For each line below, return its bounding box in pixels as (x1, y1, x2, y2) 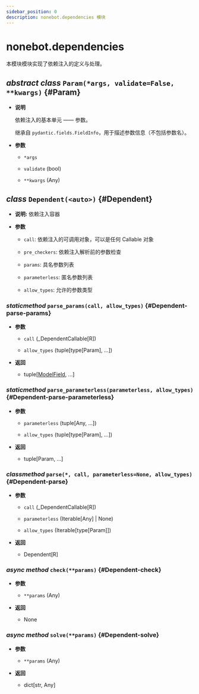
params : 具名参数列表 (23, 261, 74, 268)
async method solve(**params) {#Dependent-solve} (6, 631, 159, 639)
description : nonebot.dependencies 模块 (6, 14, 106, 20)
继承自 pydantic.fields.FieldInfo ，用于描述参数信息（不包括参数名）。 (14, 129, 190, 136)
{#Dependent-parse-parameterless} (6, 393, 115, 402)
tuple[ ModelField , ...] (23, 371, 75, 378)
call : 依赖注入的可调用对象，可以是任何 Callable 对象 (23, 236, 154, 243)
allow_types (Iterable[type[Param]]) (23, 526, 112, 533)
